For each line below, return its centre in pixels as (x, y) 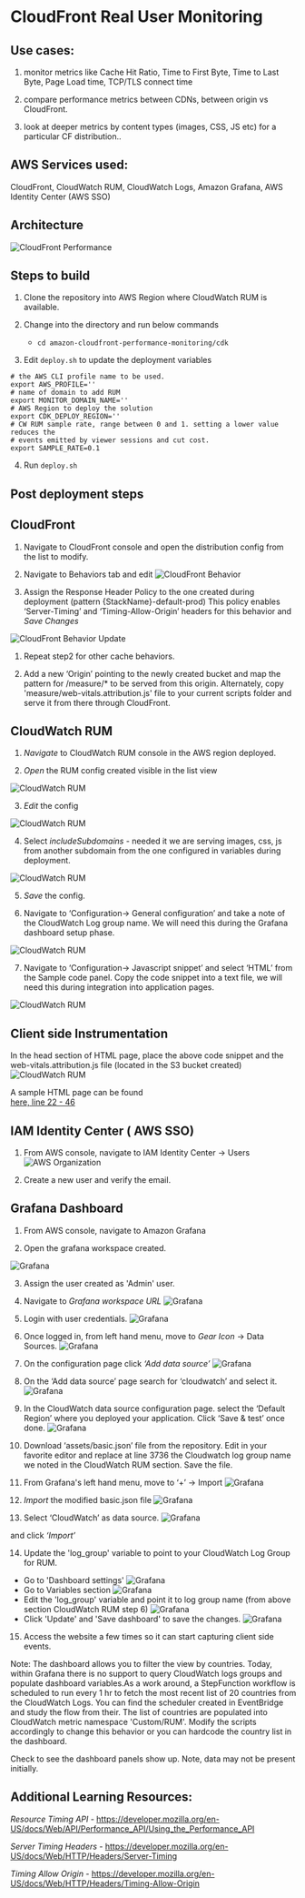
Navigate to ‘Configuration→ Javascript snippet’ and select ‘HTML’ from (158, 968)
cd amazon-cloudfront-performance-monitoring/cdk (133, 343)
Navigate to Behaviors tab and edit (88, 574)
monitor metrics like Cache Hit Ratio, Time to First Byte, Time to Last (151, 72)
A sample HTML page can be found (77, 1093)
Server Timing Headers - (57, 1846)
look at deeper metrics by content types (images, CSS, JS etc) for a (150, 126)
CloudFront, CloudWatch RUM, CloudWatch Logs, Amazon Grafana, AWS (147, 187)
